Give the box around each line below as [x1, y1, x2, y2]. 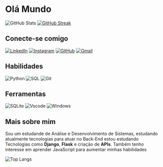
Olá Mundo [5, 3, 51, 15]
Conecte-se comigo [5, 34, 68, 43]
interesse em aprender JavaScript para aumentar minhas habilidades [5, 147, 147, 153]
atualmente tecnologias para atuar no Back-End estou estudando [5, 136, 139, 142]
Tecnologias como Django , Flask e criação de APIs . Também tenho [5, 141, 144, 148]
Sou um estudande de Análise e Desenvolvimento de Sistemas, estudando [5, 131, 158, 137]
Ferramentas [5, 90, 46, 98]
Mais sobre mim [5, 117, 56, 126]
